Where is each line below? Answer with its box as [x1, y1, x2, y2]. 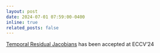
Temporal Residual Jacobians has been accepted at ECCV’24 [6, 41, 154, 48]
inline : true [6, 19, 38, 25]
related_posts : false [6, 24, 59, 31]
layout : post [6, 8, 38, 15]
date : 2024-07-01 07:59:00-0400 [6, 14, 85, 20]
